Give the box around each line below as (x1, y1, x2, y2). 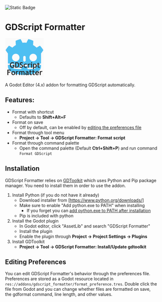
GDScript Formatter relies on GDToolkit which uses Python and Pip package (5, 177, 157, 183)
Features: (5, 96, 35, 104)
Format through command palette (12, 140, 80, 146)
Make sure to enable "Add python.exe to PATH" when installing (19, 202, 145, 208)
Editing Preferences (5, 258, 66, 266)
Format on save (12, 119, 44, 125)
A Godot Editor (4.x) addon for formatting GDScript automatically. (5, 82, 136, 88)
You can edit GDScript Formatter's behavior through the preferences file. (5, 271, 150, 277)
